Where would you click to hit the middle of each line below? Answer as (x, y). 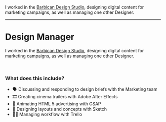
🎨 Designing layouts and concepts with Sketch (60, 109)
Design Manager (40, 37)
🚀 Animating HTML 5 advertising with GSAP (57, 104)
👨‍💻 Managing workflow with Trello (47, 114)
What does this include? (35, 78)
